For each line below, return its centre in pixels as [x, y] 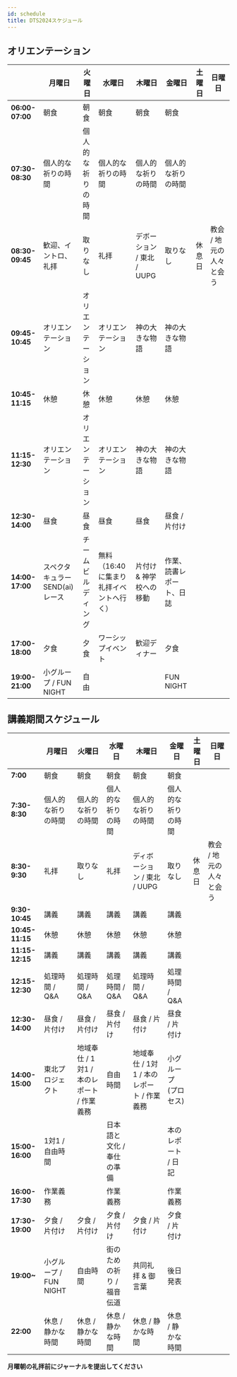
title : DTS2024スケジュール [45, 21]
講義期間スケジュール [54, 719]
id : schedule [26, 14]
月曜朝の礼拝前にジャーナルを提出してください [75, 1366]
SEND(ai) [59, 587]
